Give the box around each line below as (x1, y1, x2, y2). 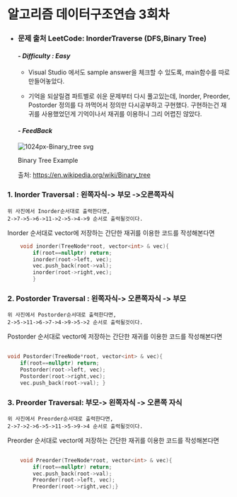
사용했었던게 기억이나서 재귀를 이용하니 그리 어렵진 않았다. (41, 110, 202, 118)
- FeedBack (17, 126, 53, 135)
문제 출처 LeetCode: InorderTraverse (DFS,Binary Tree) (17, 33, 207, 43)
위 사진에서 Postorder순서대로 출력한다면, (7, 312, 117, 319)
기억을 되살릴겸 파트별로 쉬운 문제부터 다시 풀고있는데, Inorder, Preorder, (28, 92, 231, 101)
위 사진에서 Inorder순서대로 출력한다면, (7, 207, 110, 215)
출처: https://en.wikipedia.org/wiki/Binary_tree (17, 171, 151, 179)
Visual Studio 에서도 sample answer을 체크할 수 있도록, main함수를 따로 (28, 68, 230, 76)
